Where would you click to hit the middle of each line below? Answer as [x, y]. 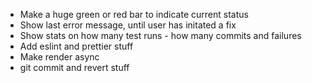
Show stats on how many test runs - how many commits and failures [160, 35]
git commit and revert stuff [74, 67]
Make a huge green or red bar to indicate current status [134, 14]
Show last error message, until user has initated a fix [128, 25]
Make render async [59, 57]
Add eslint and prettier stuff [76, 46]
